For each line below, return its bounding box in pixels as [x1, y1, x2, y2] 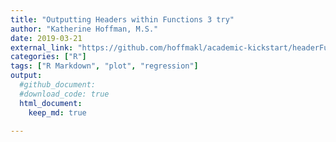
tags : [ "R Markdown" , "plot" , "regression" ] [10, 61, 199, 71]
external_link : [10, 42, 74, 53]
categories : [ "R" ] [10, 52, 87, 62]
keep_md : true [28, 107, 87, 118]
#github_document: [19, 80, 97, 90]
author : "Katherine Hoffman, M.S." [10, 24, 159, 34]
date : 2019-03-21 [10, 33, 83, 43]
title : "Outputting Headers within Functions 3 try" [10, 14, 235, 25]
